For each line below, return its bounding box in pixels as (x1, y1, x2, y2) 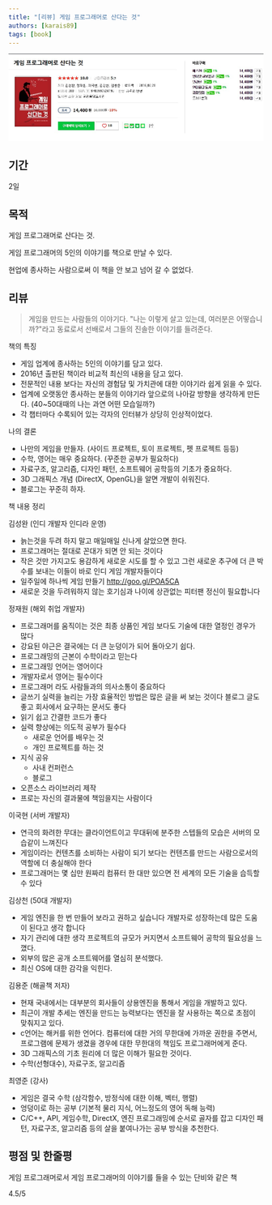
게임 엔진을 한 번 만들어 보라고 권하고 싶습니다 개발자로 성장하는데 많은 (19, 912, 243, 923)
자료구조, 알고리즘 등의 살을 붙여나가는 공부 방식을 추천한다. (31, 1123, 219, 1134)
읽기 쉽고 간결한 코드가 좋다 (19, 712, 108, 722)
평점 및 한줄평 (8, 1149, 73, 1163)
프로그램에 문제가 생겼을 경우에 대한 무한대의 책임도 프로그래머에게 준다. (19, 1038, 248, 1049)
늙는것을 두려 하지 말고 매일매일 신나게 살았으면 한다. (19, 536, 187, 546)
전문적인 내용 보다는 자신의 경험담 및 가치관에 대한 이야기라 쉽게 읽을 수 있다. (19, 379, 262, 389)
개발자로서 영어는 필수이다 (19, 672, 104, 682)
